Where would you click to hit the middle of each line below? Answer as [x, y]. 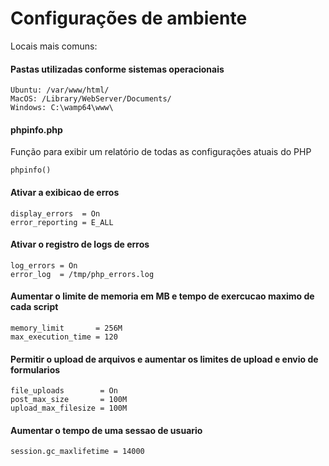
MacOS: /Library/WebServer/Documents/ [91, 99]
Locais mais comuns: [54, 46]
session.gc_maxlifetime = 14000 [77, 452]
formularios [35, 369]
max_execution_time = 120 [64, 337]
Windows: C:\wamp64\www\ [62, 108]
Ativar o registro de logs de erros [80, 244]
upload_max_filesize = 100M [69, 408]
